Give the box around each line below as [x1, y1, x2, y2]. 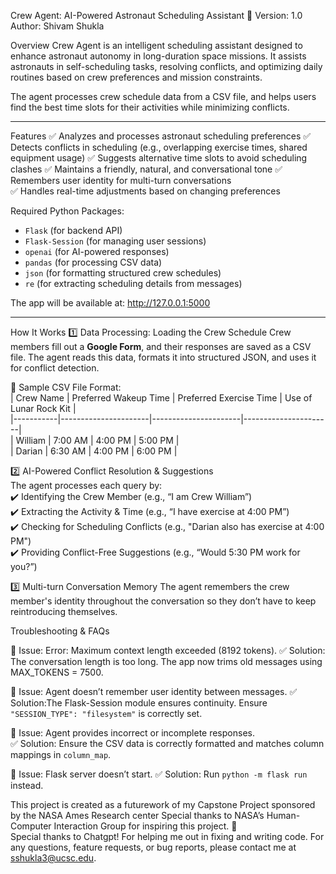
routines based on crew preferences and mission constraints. [10, 71, 263, 83]
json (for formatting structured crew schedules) [24, 267, 222, 279]
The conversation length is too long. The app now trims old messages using [10, 656, 323, 667]
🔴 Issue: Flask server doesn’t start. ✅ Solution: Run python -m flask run [10, 768, 308, 780]
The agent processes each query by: [10, 480, 163, 491]
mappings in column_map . [10, 749, 112, 760]
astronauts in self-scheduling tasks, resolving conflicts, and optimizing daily [10, 61, 323, 72]
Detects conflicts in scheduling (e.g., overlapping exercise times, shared [10, 141, 308, 153]
